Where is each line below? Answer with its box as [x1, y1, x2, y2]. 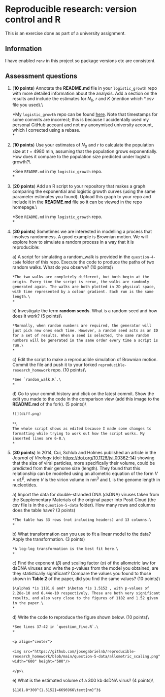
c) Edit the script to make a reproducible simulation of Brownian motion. [12, 357, 158, 363]
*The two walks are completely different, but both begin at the [12, 275, 149, 280]
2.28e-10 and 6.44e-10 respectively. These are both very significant [12, 590, 161, 595]
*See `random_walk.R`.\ [12, 377, 62, 382]
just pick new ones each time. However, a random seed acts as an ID [12, 328, 159, 333]
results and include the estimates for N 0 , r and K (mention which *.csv [12, 95, 154, 103]
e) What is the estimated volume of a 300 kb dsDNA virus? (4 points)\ [12, 677, 154, 683]
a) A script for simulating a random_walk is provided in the [12, 254, 131, 260]
